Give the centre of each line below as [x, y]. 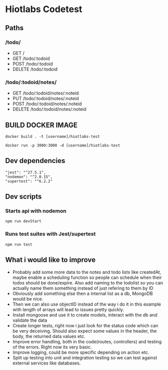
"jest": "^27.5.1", [26, 172]
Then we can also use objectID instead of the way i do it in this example [87, 304]
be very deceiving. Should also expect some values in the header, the [85, 331]
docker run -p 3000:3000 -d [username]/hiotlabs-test [63, 145]
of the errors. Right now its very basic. [52, 347]
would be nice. [28, 299]
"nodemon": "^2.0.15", [29, 177]
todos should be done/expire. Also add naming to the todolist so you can [88, 282]
